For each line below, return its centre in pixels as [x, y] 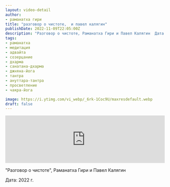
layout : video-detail [28, 10]
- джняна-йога [20, 71]
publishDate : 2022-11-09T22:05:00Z [43, 29]
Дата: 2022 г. [19, 180]
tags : [11, 39]
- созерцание [19, 57]
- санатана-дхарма [25, 66]
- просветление [21, 85]
